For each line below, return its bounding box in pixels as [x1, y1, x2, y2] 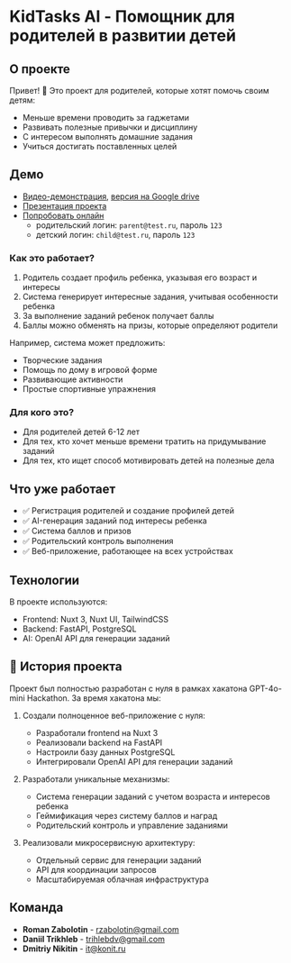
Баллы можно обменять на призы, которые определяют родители [22, 320, 278, 331]
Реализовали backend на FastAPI [35, 737, 163, 748]
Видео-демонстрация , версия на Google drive [22, 191, 200, 202]
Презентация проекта [22, 200, 107, 211]
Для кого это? [9, 406, 75, 419]
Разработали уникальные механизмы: [22, 773, 170, 785]
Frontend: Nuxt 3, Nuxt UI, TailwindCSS [22, 614, 169, 625]
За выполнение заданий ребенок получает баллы [22, 311, 214, 322]
